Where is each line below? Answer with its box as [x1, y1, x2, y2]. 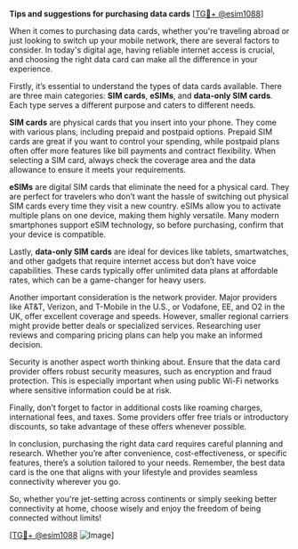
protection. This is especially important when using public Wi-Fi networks [9, 375, 279, 386]
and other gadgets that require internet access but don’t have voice [9, 256, 256, 266]
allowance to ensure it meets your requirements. [9, 165, 187, 175]
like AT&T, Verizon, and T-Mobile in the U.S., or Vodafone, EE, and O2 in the [9, 301, 286, 312]
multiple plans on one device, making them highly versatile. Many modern [9, 210, 280, 220]
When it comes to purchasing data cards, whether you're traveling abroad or [9, 26, 290, 36]
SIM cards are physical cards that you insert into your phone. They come [9, 117, 278, 127]
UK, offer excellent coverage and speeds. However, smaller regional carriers [9, 311, 289, 321]
